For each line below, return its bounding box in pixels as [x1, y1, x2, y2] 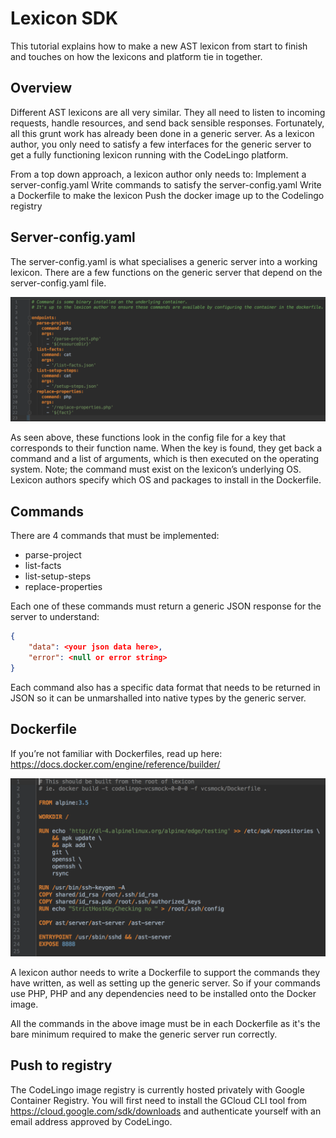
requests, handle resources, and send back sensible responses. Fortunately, [10, 117, 325, 129]
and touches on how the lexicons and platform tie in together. [10, 50, 263, 62]
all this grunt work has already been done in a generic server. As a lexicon [10, 127, 315, 139]
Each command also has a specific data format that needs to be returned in [10, 681, 321, 693]
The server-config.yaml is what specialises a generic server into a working [10, 255, 318, 267]
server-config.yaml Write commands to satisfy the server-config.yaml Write [10, 178, 322, 191]
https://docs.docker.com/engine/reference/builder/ [10, 758, 221, 770]
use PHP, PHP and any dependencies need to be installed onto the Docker [10, 987, 317, 999]
